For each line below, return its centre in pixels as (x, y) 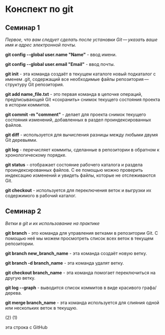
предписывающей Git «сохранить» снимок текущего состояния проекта (83, 99)
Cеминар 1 (22, 28)
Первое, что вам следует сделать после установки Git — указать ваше (81, 39)
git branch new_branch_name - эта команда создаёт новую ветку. (76, 253)
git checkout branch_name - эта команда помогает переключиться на (80, 273)
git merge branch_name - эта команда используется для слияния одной (82, 303)
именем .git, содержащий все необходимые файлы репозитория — (77, 79)
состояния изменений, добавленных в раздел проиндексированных (78, 120)
